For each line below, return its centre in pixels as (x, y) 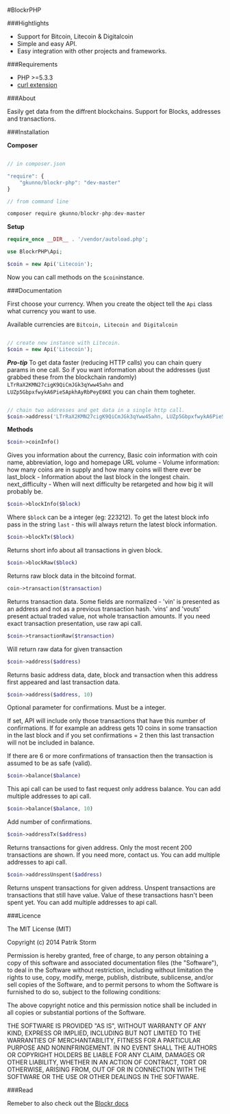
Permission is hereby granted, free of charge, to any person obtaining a (108, 955)
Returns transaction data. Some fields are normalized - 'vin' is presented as (114, 601)
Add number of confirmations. (50, 822)
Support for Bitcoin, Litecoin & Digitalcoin (75, 36)
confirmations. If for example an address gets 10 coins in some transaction (112, 728)
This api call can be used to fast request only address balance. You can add (114, 789)
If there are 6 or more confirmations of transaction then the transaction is (110, 756)
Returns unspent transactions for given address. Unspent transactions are (111, 888)
